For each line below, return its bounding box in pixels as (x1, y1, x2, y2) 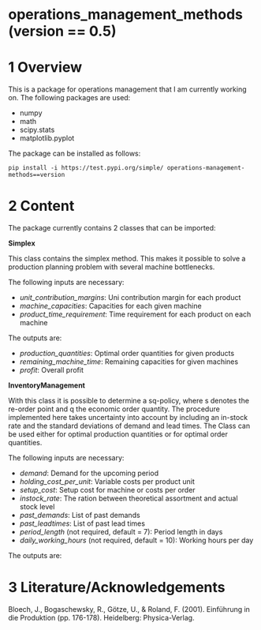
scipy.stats (19, 125, 55, 135)
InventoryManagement (8, 381, 85, 390)
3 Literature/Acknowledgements (8, 579, 226, 597)
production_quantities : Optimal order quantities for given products (19, 349, 235, 358)
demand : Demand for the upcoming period (19, 468, 159, 478)
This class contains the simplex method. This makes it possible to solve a (8, 254, 246, 264)
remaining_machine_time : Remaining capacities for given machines (19, 357, 239, 366)
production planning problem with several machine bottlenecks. (8, 262, 215, 272)
